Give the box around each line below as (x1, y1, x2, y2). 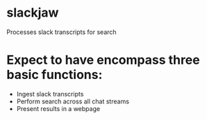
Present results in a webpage (16, 104, 101, 112)
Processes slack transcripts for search (6, 28, 117, 36)
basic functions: (6, 67, 103, 83)
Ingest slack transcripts (16, 89, 84, 98)
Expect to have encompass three (6, 52, 200, 68)
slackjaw (6, 5, 59, 21)
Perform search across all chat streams (16, 97, 130, 105)
